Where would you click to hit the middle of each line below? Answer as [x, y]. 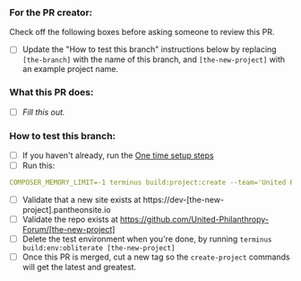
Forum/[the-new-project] [69, 230]
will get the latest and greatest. [79, 268]
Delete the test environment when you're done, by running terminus [147, 239]
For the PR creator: [51, 13]
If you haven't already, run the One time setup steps [118, 155]
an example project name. [70, 69]
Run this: [39, 166]
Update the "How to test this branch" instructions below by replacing [149, 49]
